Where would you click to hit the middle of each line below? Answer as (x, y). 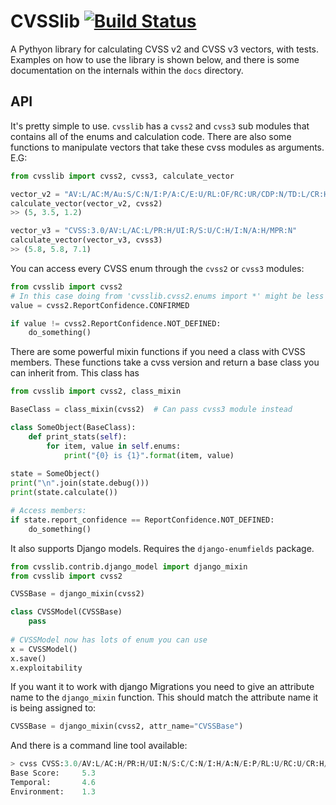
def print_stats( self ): (78, 436)
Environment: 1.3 (53, 791)
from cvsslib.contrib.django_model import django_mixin (129, 566)
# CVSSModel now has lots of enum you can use (109, 640)
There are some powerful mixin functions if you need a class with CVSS (158, 352)
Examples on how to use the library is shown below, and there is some (155, 59)
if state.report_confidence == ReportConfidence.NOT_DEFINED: (142, 520)
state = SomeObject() (55, 474)
